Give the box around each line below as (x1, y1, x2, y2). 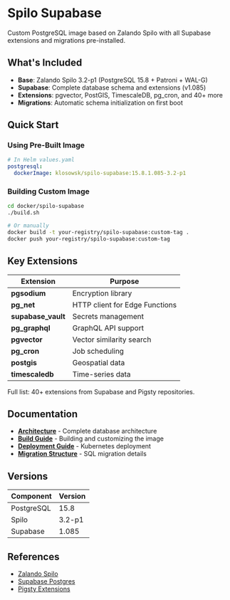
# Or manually (7, 222, 50, 229)
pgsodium (11, 288, 46, 298)
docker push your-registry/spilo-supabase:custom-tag (7, 235, 171, 243)
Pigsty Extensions (17, 584, 70, 593)
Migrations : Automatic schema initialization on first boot (17, 98, 183, 107)
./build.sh (7, 209, 40, 216)
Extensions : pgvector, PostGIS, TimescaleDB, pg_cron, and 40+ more (17, 90, 223, 99)
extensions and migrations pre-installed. (7, 36, 126, 44)
